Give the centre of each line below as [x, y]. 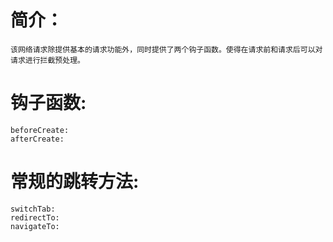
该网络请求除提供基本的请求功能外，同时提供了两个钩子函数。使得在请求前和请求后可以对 [166, 49]
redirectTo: [35, 217]
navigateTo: [35, 226]
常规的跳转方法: [75, 182]
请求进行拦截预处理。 [47, 60]
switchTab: [33, 209]
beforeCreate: [40, 130]
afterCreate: [37, 139]
